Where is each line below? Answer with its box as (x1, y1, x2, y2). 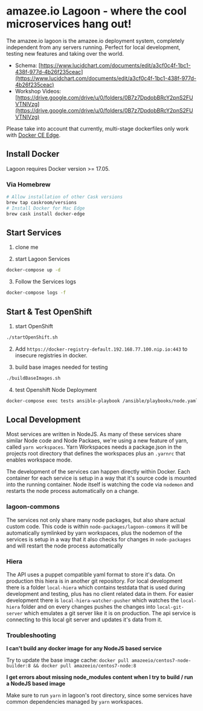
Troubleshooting (6, 631, 56, 640)
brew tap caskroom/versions (6, 199, 77, 205)
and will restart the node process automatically (6, 542, 123, 549)
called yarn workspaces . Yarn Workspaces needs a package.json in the (6, 443, 182, 451)
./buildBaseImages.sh (6, 375, 61, 381)
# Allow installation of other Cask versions (6, 194, 123, 200)
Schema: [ (14, 62, 41, 69)
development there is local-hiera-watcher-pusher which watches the (6, 597, 179, 604)
